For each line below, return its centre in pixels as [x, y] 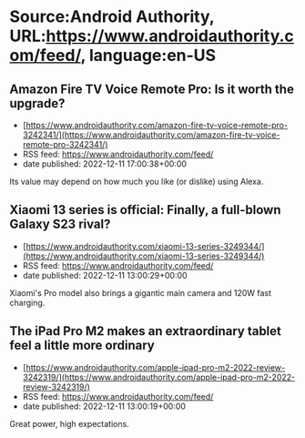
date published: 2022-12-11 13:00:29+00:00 [105, 275]
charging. [27, 302]
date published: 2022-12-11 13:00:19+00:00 [104, 406]
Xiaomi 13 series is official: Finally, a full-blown [145, 210]
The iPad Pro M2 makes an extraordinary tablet [146, 331]
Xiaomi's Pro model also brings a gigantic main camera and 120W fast [140, 292]
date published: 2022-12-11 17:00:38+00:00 [105, 164]
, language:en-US [148, 56]
